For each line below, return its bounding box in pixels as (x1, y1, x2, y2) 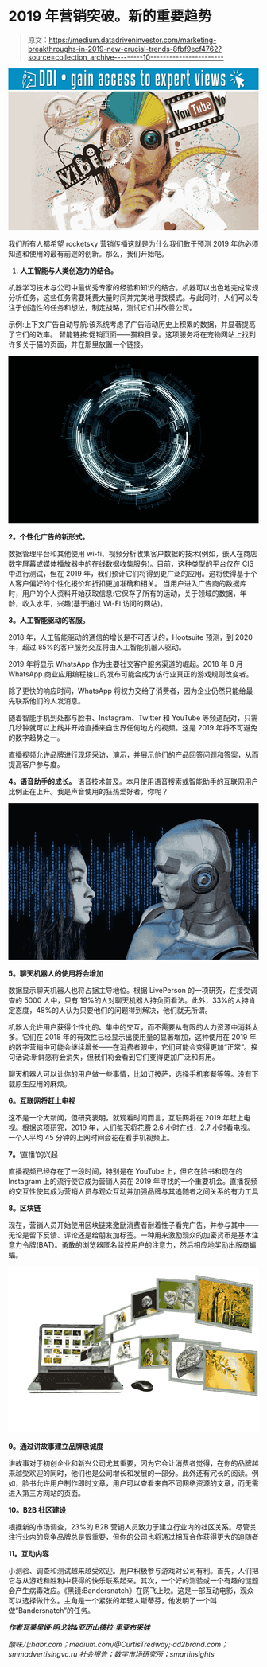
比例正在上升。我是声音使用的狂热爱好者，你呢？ (8, 787, 168, 796)
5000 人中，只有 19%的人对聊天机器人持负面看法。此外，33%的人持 (23, 995, 249, 1005)
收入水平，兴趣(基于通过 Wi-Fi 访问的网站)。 (21, 598, 168, 609)
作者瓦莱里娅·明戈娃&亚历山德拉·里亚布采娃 (8, 1622, 151, 1632)
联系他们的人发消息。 (14, 696, 85, 706)
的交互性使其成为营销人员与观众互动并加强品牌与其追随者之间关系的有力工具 (8, 1186, 259, 1196)
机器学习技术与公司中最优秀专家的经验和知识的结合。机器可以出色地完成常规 (8, 283, 259, 293)
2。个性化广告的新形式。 (8, 532, 90, 542)
